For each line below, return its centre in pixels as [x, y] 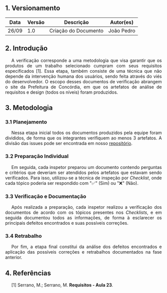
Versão [36, 22]
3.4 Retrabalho [24, 236]
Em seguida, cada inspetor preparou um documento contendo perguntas [87, 167]
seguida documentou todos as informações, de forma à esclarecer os [83, 218]
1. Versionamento [33, 8]
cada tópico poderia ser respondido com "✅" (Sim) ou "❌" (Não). [72, 183]
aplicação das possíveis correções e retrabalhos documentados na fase [83, 252]
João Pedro [122, 30]
